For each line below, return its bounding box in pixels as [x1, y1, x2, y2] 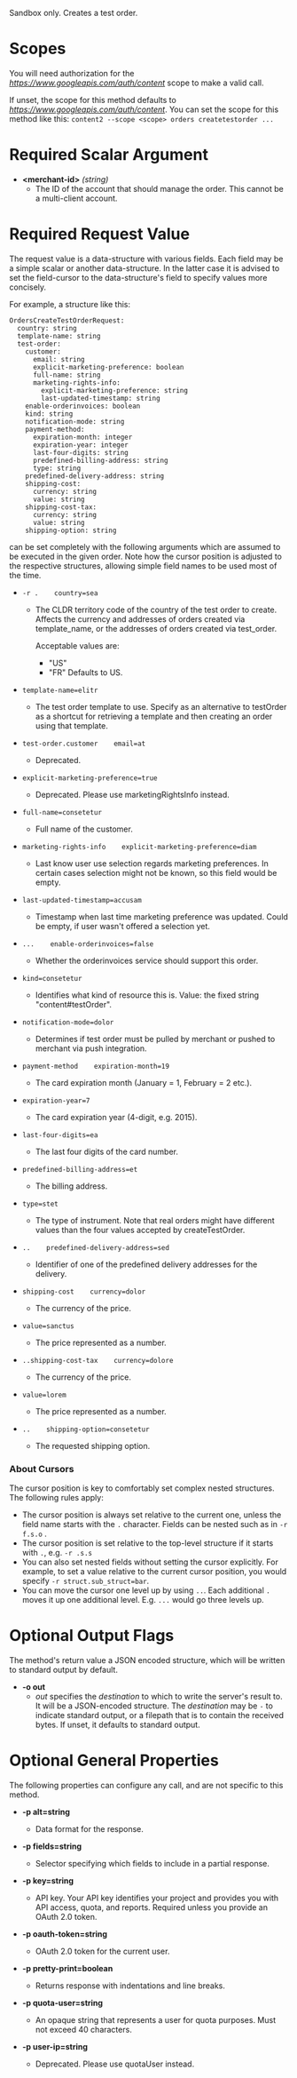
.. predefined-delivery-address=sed [21, 1243, 170, 1252]
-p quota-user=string [21, 1997, 104, 2008]
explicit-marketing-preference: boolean [32, 362, 184, 371]
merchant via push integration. [35, 1043, 148, 1054]
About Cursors [9, 1462, 74, 1475]
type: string [32, 464, 82, 473]
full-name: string [32, 370, 101, 379]
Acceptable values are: [35, 640, 120, 651]
